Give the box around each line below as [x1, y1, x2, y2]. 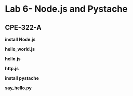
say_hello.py [5, 85, 32, 91]
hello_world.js [5, 46, 35, 52]
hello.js [5, 56, 21, 62]
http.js [5, 66, 19, 71]
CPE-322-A [5, 23, 42, 32]
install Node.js [5, 36, 36, 42]
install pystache [5, 75, 39, 81]
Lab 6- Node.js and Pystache [5, 3, 128, 15]
